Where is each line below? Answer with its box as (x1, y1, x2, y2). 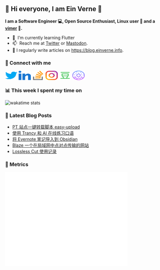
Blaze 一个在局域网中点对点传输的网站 (12, 142, 89, 148)
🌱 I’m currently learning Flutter (12, 35, 75, 41)
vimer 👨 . (5, 25, 23, 31)
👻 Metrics (5, 161, 28, 168)
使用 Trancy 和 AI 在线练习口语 (12, 130, 74, 136)
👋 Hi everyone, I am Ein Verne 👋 (5, 5, 102, 13)
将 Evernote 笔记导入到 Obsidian (12, 136, 78, 142)
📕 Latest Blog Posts (5, 112, 52, 119)
